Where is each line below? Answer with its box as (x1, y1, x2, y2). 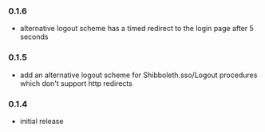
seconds (19, 32, 49, 41)
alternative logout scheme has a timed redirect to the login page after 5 (19, 24, 254, 33)
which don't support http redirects (19, 78, 133, 88)
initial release (19, 116, 64, 126)
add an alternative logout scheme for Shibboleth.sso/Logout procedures (19, 70, 258, 80)
